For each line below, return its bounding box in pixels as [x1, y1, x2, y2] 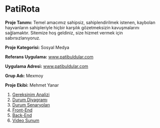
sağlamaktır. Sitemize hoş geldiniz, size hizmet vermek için [5, 30, 123, 36]
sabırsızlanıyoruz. [5, 35, 40, 41]
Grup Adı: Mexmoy [5, 73, 43, 78]
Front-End [12, 107, 33, 113]
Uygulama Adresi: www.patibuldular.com [5, 63, 89, 69]
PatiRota [5, 3, 40, 15]
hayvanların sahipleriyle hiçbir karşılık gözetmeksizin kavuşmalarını [5, 24, 140, 30]
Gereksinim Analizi [12, 91, 50, 97]
